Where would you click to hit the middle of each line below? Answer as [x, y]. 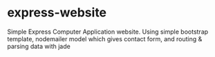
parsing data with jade [39, 46]
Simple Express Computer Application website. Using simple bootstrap [108, 32]
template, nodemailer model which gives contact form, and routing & [105, 38]
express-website [57, 13]
